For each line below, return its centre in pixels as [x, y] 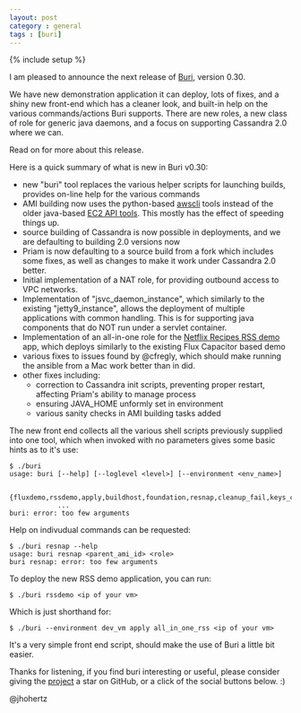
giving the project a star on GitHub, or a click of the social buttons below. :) [147, 682]
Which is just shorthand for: [60, 612]
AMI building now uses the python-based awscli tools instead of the [148, 204]
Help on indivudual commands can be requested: [100, 530]
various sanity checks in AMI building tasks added [128, 413]
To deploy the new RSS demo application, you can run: [111, 578]
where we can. [37, 133]
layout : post [34, 17]
